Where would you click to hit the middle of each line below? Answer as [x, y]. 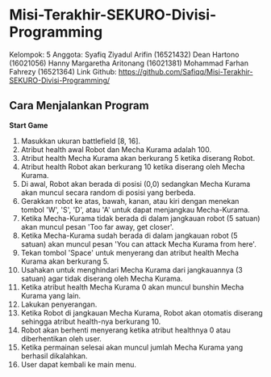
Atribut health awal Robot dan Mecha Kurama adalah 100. [116, 149]
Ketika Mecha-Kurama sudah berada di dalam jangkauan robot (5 [129, 235]
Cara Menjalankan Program [79, 106]
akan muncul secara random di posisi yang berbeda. [108, 193]
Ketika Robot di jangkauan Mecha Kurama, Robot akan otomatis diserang [142, 312]
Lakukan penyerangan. [59, 304]
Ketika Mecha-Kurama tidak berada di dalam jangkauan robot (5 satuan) [140, 218]
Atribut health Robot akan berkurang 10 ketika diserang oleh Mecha [133, 167]
